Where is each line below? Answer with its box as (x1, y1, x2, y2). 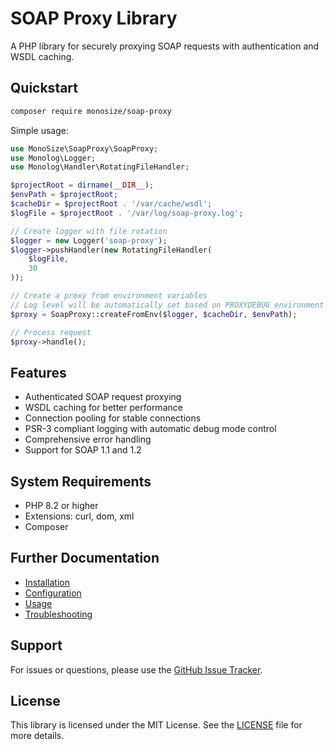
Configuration (24, 587, 82, 599)
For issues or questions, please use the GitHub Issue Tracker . (10, 663, 263, 676)
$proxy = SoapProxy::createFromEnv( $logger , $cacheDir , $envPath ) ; (10, 309, 298, 319)
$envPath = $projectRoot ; (10, 190, 118, 200)
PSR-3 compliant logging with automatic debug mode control (24, 423, 277, 435)
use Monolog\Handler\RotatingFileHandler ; (10, 162, 190, 172)
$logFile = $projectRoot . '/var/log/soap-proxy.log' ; (10, 208, 244, 218)
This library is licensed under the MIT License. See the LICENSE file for (10, 719, 303, 731)
